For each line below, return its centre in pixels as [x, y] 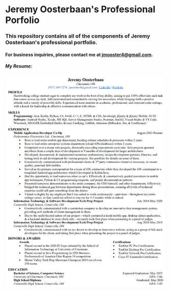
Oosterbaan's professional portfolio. [51, 43]
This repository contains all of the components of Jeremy [78, 36]
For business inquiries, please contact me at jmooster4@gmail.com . [79, 54]
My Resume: [19, 66]
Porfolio [22, 20]
